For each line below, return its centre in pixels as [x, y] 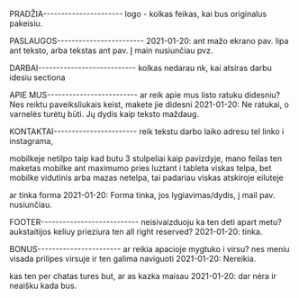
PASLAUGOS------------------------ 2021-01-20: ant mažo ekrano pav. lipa [149, 41]
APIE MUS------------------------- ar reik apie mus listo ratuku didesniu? [145, 95]
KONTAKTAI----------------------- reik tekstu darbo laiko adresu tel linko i [147, 131]
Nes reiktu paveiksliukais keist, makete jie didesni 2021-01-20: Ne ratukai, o [149, 104]
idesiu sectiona [37, 77]
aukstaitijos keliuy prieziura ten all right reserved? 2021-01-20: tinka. [136, 231]
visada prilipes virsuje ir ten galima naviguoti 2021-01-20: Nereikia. [133, 258]
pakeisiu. [26, 23]
